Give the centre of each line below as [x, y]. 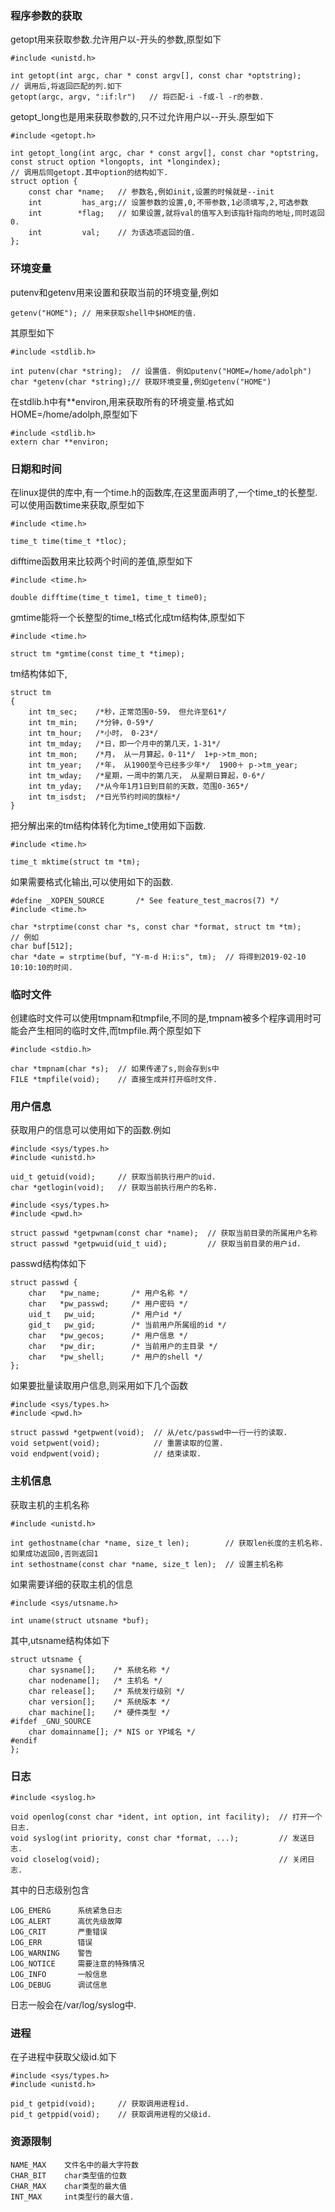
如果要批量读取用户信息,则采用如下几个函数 [99, 1386]
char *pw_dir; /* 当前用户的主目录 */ [123, 1347]
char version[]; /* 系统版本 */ [99, 1702]
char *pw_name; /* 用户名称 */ [108, 1293]
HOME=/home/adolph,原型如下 [74, 414]
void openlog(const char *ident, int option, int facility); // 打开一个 [166, 1817]
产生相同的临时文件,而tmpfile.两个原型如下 [114, 1031]
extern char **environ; [60, 442]
